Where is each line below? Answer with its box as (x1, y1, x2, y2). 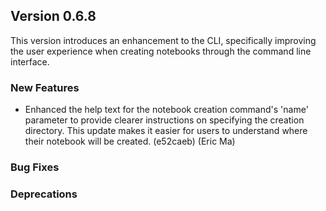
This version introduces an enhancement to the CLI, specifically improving (10, 34, 317, 46)
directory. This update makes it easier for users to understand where (24, 125, 308, 137)
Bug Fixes (10, 160, 60, 174)
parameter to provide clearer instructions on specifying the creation (24, 114, 305, 126)
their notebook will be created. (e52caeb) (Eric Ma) (24, 135, 236, 148)
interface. (10, 55, 50, 68)
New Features (10, 80, 80, 94)
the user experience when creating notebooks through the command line (10, 45, 312, 57)
